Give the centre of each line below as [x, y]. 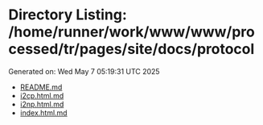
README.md [41, 87]
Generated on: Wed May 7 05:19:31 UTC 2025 [84, 71]
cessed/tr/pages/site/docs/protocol [131, 49]
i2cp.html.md [42, 95]
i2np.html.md [42, 104]
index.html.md [43, 112]
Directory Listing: [68, 15]
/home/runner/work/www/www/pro [131, 32]
